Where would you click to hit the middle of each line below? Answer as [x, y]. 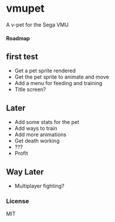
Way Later [25, 172]
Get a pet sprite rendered [45, 71]
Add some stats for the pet [47, 122]
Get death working [37, 141]
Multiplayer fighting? [39, 186]
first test [22, 57]
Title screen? [30, 89]
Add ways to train [36, 129]
